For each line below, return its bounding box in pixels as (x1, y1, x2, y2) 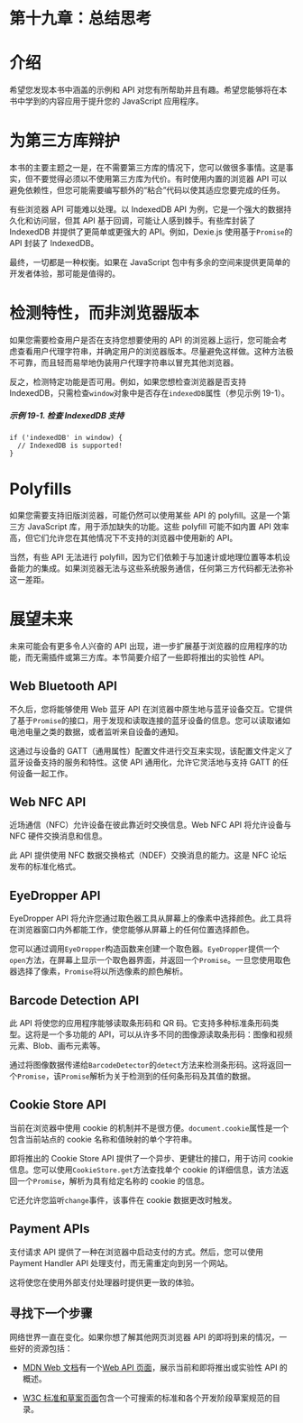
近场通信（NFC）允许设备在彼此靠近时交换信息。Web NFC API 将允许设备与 (9, 820, 292, 831)
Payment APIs (9, 1221, 90, 1236)
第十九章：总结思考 (9, 8, 152, 29)
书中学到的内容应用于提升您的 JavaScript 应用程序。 (9, 96, 205, 106)
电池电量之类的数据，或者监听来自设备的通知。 (9, 726, 183, 737)
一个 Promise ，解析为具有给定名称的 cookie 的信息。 (16, 1175, 210, 1186)
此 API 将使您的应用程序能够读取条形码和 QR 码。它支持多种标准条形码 (9, 1018, 271, 1029)
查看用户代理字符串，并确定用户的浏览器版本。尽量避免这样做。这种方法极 (16, 346, 294, 356)
